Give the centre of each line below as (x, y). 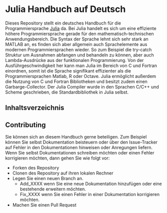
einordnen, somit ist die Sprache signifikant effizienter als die (68, 70)
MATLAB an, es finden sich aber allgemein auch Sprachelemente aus (76, 44)
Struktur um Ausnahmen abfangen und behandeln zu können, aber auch (79, 55)
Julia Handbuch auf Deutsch (65, 9)
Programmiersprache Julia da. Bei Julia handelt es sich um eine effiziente (81, 28)
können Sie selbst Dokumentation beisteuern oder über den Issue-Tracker (81, 142)
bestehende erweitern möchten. (53, 189)
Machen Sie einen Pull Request (44, 205)
